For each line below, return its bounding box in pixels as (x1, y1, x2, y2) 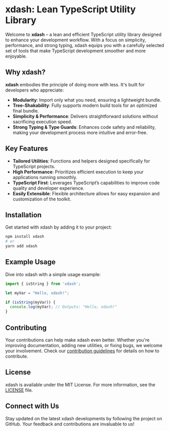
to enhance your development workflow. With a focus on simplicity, (5, 37, 146, 43)
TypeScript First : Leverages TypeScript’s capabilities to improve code (12, 179, 160, 186)
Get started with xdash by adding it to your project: (5, 224, 112, 231)
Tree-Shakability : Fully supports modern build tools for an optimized (12, 102, 157, 108)
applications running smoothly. (12, 174, 77, 180)
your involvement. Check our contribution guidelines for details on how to (5, 348, 159, 354)
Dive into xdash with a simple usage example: (5, 271, 101, 277)
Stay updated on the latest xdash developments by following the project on (5, 415, 162, 421)
